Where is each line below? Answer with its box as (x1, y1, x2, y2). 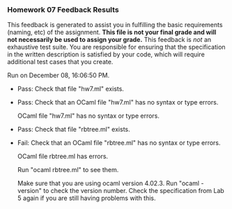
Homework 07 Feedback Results (7, 5, 120, 15)
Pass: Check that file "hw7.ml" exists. (17, 85, 124, 93)
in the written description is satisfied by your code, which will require (7, 50, 206, 59)
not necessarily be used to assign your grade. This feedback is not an (7, 36, 212, 44)
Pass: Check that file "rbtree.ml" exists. (17, 125, 130, 134)
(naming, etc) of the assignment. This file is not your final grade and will (7, 28, 217, 36)
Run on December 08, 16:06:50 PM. (7, 71, 110, 79)
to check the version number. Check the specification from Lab (42, 187, 224, 195)
